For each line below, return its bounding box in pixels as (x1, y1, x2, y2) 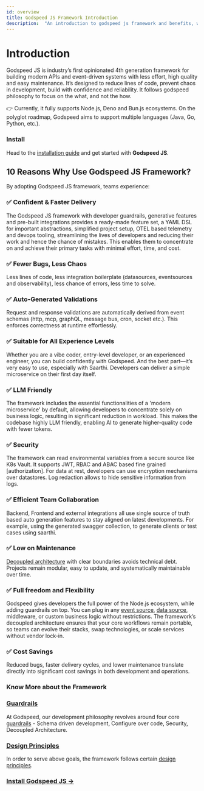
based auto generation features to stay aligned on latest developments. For (6, 516, 194, 523)
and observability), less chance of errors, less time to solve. (6, 280, 156, 287)
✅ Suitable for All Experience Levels (6, 337, 115, 346)
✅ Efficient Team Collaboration (6, 495, 99, 504)
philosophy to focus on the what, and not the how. (6, 93, 132, 100)
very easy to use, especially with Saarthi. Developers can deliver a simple (6, 364, 190, 371)
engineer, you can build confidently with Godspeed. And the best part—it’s (6, 357, 193, 364)
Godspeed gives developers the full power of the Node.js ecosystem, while (6, 600, 194, 607)
